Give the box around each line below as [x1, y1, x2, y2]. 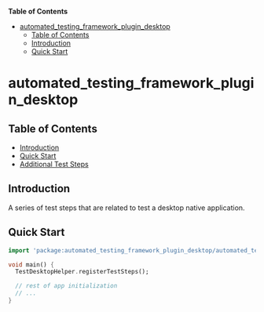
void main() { [8, 260, 55, 269]
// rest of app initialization [15, 282, 118, 290]
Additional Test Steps [19, 160, 89, 169]
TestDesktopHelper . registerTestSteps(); [15, 268, 149, 276]
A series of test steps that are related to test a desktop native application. [8, 203, 245, 212]
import [8, 246, 30, 254]
